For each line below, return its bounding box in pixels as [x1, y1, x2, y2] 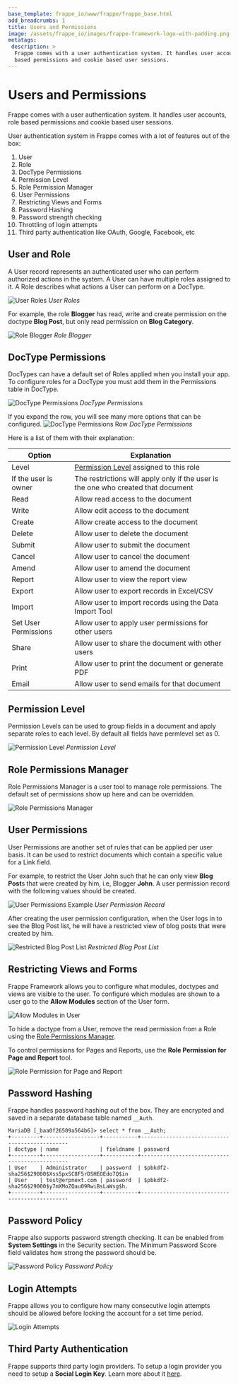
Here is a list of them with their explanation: [8, 434, 135, 442]
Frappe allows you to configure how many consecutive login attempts [8, 1302, 210, 1309]
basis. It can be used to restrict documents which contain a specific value [8, 850, 222, 859]
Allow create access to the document [74, 517, 198, 527]
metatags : [8, 37, 37, 44]
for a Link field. [8, 857, 52, 867]
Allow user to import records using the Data [74, 598, 219, 608]
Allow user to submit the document [74, 540, 190, 550]
